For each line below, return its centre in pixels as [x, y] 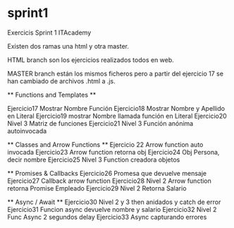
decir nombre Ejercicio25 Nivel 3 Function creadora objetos [94, 160]
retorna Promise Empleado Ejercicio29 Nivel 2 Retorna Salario [97, 188]
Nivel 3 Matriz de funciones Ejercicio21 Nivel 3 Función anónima [100, 123]
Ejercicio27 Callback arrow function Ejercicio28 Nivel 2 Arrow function [109, 181]
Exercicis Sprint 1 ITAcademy [49, 32]
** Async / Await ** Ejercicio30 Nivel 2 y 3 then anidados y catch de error [114, 202]
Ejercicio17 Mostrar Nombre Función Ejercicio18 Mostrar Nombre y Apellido [116, 108]
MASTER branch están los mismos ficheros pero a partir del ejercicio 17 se [116, 73]
